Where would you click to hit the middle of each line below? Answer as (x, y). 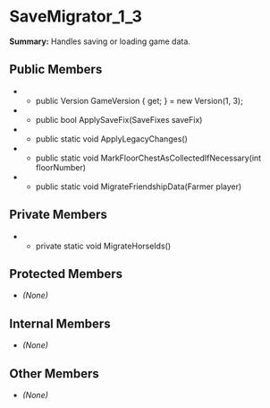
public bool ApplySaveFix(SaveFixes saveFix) (119, 119)
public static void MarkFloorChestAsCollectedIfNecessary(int (148, 158)
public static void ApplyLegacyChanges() (111, 139)
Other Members (55, 373)
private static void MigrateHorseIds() (103, 246)
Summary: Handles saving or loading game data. (100, 41)
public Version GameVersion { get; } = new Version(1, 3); (139, 100)
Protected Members (66, 274)
